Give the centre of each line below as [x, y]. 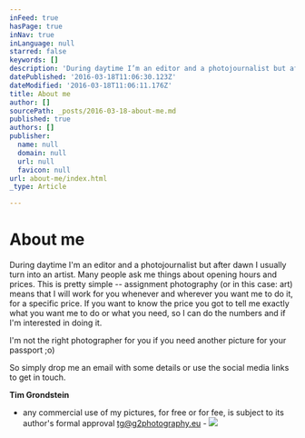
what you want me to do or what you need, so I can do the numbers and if [148, 314]
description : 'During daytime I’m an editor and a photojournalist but [148, 69]
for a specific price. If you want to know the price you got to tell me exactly [150, 304]
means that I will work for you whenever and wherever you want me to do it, [151, 294]
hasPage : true [36, 26]
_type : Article [38, 187]
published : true [40, 119]
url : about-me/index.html [58, 178]
